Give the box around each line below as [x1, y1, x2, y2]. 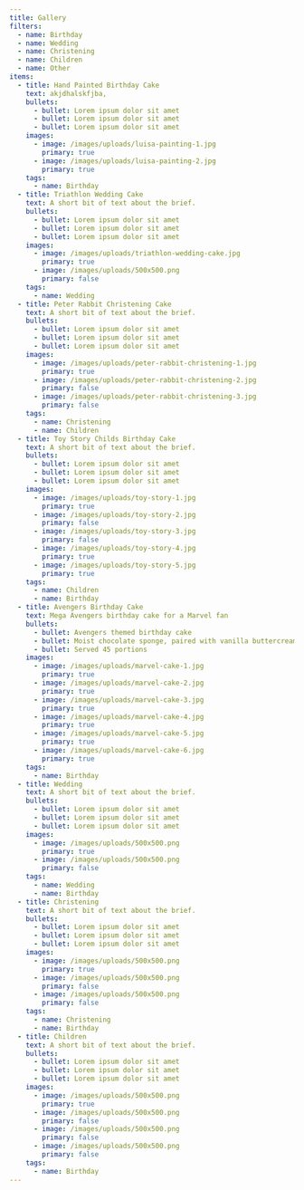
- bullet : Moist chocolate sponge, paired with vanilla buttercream [33, 636, 298, 646]
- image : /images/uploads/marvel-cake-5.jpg [33, 729, 204, 738]
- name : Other [17, 64, 71, 73]
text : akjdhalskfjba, [25, 89, 107, 98]
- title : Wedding [17, 780, 83, 789]
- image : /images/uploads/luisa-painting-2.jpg [33, 156, 217, 166]
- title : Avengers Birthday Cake [17, 603, 144, 612]
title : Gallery [9, 13, 67, 23]
